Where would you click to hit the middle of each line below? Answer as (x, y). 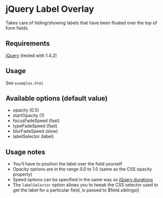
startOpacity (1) (28, 116)
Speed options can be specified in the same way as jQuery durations (83, 180)
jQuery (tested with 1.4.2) (31, 55)
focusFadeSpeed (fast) (36, 121)
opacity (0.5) (26, 110)
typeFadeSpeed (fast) (35, 126)
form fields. (17, 28)
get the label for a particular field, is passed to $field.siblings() (76, 190)
